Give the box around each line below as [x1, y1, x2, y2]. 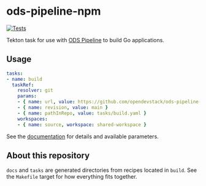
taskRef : [12, 81, 34, 88]
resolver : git [17, 87, 53, 94]
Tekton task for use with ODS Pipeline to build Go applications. [6, 36, 164, 43]
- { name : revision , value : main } [17, 105, 109, 111]
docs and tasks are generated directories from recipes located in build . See [6, 166, 197, 174]
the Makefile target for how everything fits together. [6, 173, 137, 180]
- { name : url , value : [17, 99, 75, 105]
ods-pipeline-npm [6, 4, 101, 18]
